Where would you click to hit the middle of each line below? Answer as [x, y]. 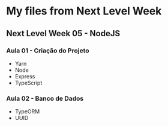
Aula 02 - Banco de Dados [45, 98]
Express [25, 76]
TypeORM [27, 112]
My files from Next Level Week [84, 11]
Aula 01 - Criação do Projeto [48, 51]
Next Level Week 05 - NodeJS [63, 33]
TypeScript [28, 83]
